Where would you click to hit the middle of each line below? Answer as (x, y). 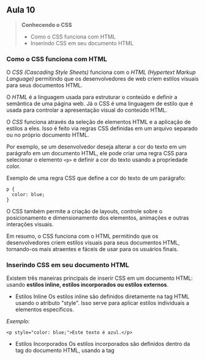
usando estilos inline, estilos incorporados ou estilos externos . (88, 285)
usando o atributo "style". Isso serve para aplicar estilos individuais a (102, 303)
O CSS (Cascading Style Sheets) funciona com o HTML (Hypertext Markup (101, 72)
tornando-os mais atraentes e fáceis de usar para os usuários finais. (92, 249)
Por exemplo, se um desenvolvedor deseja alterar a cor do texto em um (96, 147)
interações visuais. (30, 224)
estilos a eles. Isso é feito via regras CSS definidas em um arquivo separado (102, 128)
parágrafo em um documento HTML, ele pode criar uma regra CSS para (97, 153)
